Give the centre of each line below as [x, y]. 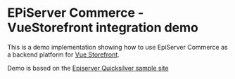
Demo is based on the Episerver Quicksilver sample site [88, 68]
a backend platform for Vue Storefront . [63, 55]
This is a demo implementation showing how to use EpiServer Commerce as [118, 47]
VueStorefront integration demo [103, 28]
